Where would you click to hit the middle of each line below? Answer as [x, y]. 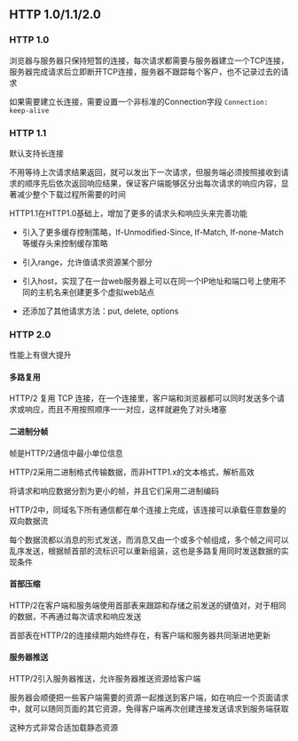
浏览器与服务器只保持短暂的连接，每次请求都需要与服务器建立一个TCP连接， [149, 60]
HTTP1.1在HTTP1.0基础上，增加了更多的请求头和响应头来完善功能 [129, 213]
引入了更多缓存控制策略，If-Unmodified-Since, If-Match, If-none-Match [153, 232]
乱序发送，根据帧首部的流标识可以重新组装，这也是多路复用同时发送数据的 [145, 551]
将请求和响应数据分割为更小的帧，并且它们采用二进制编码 [114, 490]
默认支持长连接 [36, 153]
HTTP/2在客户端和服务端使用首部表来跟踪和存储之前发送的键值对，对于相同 [148, 605]
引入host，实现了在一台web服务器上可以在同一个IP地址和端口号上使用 [150, 281]
